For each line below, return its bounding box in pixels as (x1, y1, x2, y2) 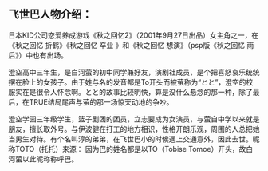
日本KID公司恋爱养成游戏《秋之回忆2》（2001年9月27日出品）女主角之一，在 (8, 30, 259, 40)
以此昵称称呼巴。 (22, 154, 78, 164)
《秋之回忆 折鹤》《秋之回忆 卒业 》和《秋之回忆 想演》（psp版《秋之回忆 (8, 40, 246, 50)
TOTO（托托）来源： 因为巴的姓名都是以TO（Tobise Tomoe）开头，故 (14, 144, 246, 153)
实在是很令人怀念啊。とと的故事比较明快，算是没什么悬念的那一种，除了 (14, 87, 253, 97)
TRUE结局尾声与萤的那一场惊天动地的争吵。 (29, 97, 174, 106)
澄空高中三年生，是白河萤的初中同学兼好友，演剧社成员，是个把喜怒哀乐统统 (8, 67, 260, 77)
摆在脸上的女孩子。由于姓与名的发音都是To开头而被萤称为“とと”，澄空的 (8, 77, 246, 86)
